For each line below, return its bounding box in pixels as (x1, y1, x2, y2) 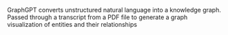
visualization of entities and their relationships (7, 21, 138, 28)
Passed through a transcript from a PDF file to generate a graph (7, 13, 188, 21)
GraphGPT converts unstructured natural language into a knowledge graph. (7, 6, 222, 14)
